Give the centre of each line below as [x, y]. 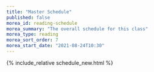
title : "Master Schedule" [39, 12]
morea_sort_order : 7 [33, 40]
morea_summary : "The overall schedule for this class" [77, 29]
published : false [28, 18]
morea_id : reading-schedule [42, 23]
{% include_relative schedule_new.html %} [60, 63]
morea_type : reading [33, 34]
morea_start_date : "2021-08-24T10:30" [55, 46]
